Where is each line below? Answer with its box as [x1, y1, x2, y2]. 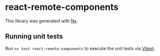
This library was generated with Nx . [5, 18, 78, 24]
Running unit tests [5, 32, 63, 41]
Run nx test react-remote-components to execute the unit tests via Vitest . [5, 45, 156, 51]
